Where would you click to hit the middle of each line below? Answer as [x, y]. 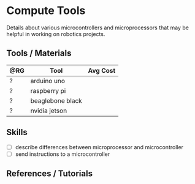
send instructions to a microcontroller [63, 154]
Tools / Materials [39, 53]
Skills [17, 132]
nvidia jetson [49, 111]
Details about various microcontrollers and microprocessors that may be [97, 28]
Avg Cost [102, 70]
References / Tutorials [50, 174]
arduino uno [48, 81]
